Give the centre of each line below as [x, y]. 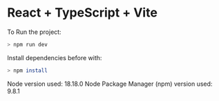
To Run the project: [34, 32]
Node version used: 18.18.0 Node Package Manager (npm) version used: [110, 84]
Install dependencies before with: [55, 57]
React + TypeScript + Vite [82, 13]
